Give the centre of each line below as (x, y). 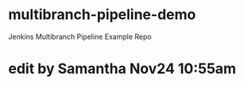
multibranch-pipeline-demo (102, 15)
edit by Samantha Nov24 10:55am (122, 69)
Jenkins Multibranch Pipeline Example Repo (80, 37)
